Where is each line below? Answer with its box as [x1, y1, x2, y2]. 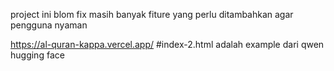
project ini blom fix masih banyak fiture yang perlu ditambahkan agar [10, 9, 294, 20]
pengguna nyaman [10, 19, 88, 31]
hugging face [10, 49, 65, 61]
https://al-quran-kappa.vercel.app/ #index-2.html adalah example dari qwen [10, 39, 325, 50]
